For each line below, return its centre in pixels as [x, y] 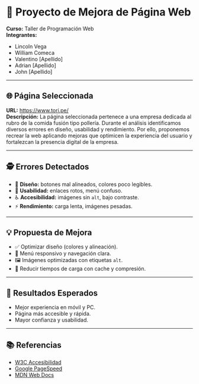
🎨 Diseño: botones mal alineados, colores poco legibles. [84, 184]
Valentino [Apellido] [39, 59]
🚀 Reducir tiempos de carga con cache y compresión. [80, 269]
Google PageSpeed [38, 369]
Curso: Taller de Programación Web [50, 29]
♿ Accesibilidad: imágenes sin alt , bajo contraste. [77, 197]
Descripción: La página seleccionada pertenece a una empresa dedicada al [99, 117]
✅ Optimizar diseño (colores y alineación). [66, 247]
